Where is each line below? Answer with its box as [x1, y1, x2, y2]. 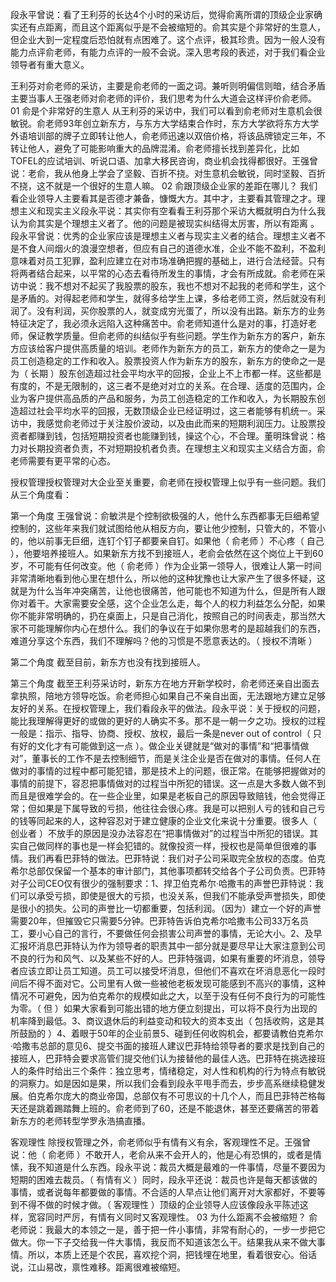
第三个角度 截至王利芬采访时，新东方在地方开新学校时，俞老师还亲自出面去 [10, 678, 320, 689]
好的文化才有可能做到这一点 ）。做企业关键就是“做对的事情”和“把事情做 [18, 740, 310, 752]
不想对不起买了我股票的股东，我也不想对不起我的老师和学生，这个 [53, 280, 326, 292]
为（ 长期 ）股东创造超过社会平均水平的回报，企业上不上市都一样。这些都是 [10, 368, 322, 379]
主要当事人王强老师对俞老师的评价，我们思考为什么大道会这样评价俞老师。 [10, 93, 317, 104]
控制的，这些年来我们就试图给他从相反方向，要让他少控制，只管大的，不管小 [10, 523, 326, 534]
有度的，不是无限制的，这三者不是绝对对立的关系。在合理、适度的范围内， [10, 380, 317, 392]
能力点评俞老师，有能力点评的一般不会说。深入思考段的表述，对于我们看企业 [10, 46, 326, 58]
